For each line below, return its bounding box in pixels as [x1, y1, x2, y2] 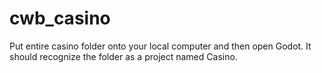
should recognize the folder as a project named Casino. [9, 50, 238, 62]
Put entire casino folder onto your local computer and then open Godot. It [9, 40, 312, 52]
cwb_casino [9, 7, 111, 30]
